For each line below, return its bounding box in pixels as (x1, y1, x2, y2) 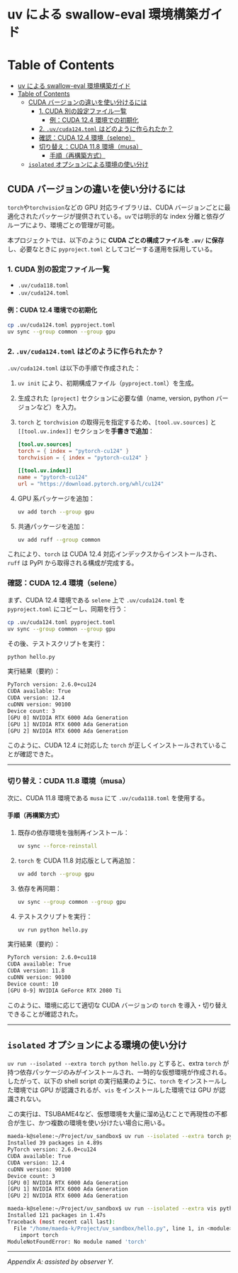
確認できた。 (19, 750, 57, 758)
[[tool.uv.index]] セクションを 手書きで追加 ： (17, 427, 154, 435)
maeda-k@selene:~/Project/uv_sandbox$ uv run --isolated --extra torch (7, 1133, 223, 1140)
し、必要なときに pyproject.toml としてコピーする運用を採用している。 (7, 244, 217, 253)
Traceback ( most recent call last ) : (7, 1218, 115, 1225)
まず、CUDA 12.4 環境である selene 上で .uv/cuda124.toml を (7, 596, 186, 604)
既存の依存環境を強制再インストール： (17, 828, 130, 836)
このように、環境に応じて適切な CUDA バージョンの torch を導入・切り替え (7, 1000, 228, 1009)
